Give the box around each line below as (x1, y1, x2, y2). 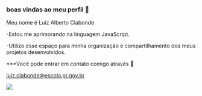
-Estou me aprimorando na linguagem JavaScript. (6, 31, 130, 38)
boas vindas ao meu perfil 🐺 (6, 5, 89, 14)
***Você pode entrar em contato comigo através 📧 (6, 60, 134, 68)
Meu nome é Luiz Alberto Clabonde (6, 19, 95, 26)
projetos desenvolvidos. (6, 49, 66, 56)
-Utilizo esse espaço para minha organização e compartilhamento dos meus (6, 42, 196, 50)
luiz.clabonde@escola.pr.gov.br (6, 72, 85, 79)
